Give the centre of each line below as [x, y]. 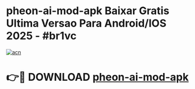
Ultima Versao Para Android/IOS [86, 23]
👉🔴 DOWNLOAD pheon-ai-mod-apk [97, 77]
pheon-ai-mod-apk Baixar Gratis [88, 11]
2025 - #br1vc [41, 36]
